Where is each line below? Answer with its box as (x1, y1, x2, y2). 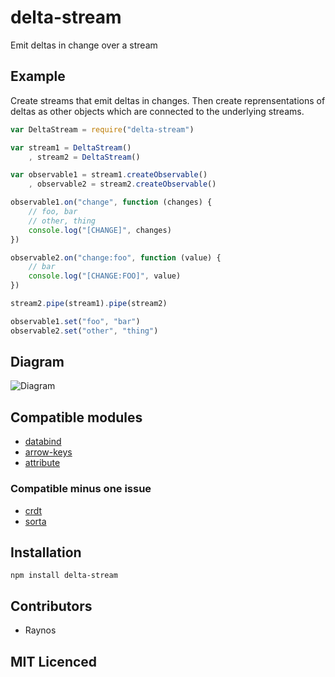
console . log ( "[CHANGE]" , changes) (28, 225, 172, 235)
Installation (10, 544, 82, 561)
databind (24, 436, 62, 448)
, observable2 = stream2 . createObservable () (28, 179, 217, 190)
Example (10, 68, 66, 85)
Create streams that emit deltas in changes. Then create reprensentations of (10, 94, 326, 106)
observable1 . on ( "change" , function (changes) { (10, 197, 213, 208)
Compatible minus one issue (10, 482, 152, 496)
